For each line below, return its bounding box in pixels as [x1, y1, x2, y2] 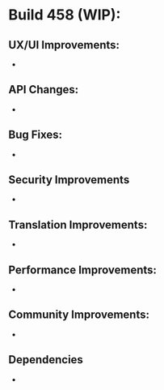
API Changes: [8, 83, 79, 96]
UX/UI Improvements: [8, 38, 120, 52]
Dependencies [8, 353, 83, 366]
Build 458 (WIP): [8, 6, 121, 24]
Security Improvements [8, 173, 130, 187]
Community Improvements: [8, 308, 149, 322]
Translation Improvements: [8, 217, 148, 232]
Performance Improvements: [8, 263, 158, 276]
